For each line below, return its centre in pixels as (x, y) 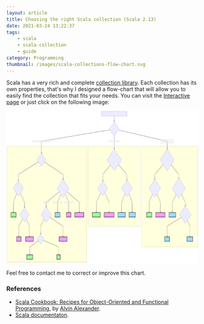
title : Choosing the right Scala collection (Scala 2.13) (81, 19)
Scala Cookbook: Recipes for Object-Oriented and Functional (92, 301)
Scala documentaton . (42, 315)
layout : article (27, 13)
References (24, 289)
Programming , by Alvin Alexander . (58, 308)
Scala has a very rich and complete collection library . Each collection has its (101, 82)
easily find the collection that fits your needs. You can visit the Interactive (98, 95)
